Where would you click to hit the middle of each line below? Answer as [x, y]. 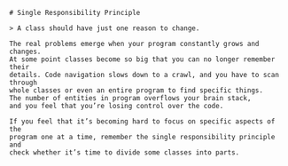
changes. [25, 51]
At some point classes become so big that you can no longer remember [142, 59]
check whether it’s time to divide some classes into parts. [125, 153]
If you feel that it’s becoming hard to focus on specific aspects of [142, 122]
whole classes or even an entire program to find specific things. [136, 91]
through [23, 83]
